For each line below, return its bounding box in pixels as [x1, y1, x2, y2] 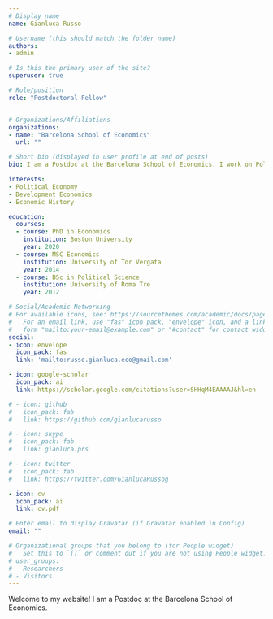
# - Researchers [8, 565, 63, 573]
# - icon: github [8, 400, 67, 408]
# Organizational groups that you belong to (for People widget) [8, 542, 234, 550]
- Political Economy [8, 182, 79, 191]
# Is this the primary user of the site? [8, 64, 151, 72]
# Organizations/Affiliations [8, 116, 111, 124]
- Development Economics [8, 190, 93, 198]
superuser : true [8, 72, 63, 80]
